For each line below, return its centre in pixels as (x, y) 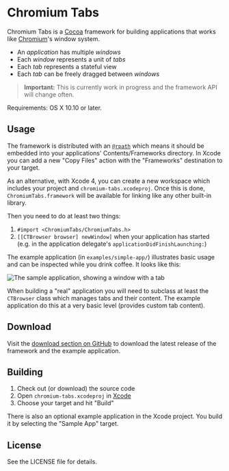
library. (17, 203)
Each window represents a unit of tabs (71, 59)
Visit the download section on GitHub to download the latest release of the (112, 343)
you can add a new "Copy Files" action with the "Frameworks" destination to (115, 160)
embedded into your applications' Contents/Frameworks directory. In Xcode (114, 153)
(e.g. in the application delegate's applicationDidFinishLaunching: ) (112, 244)
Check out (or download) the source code (76, 389)
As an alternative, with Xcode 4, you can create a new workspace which (109, 181)
